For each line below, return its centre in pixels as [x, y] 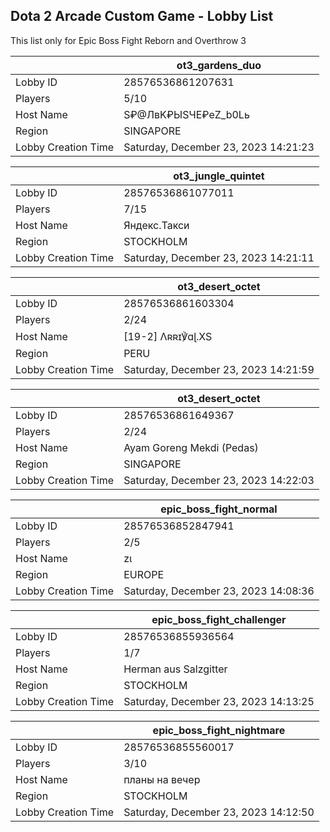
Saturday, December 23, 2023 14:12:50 [219, 812]
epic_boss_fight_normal [219, 509]
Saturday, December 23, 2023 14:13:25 [219, 701]
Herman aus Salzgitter [175, 669]
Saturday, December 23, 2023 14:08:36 [219, 591]
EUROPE [144, 574]
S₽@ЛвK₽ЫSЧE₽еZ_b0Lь [186, 114]
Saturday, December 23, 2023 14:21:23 [219, 147]
